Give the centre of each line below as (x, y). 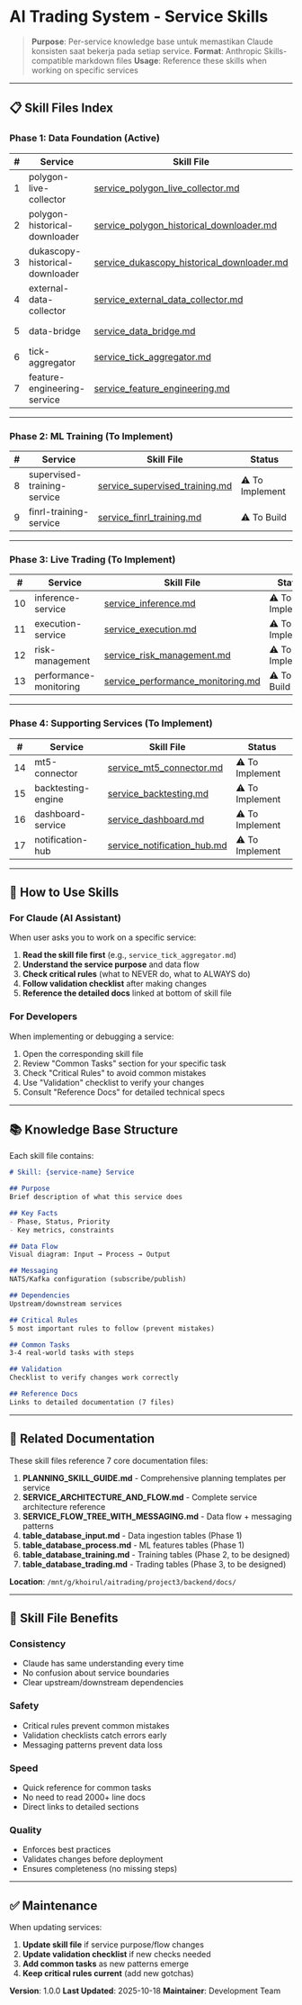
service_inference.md (150, 603)
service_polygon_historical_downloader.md (186, 225)
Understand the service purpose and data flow (111, 964)
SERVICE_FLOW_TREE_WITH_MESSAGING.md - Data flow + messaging (157, 1516)
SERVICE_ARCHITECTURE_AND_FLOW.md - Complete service (140, 1497)
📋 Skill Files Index (62, 108)
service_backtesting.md (158, 793)
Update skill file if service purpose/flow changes (113, 1945)
